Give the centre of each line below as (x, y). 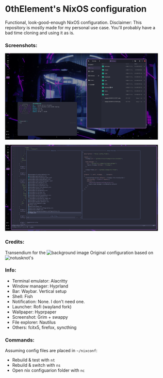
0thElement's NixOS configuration (76, 9)
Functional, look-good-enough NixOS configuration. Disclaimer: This (73, 22)
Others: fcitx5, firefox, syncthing (44, 327)
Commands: (20, 340)
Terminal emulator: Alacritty (40, 281)
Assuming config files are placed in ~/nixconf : (51, 351)
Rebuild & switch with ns (36, 365)
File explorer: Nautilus (34, 322)
